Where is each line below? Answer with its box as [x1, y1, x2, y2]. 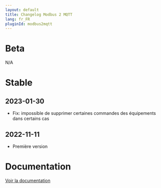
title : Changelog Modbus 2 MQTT [5, 12, 72, 17]
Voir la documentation [5, 177, 51, 183]
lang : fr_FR [5, 17, 30, 22]
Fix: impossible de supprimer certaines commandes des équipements [12, 110, 156, 116]
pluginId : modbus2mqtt [5, 21, 52, 27]
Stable [5, 77, 32, 88]
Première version [12, 143, 48, 149]
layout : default [5, 7, 39, 13]
